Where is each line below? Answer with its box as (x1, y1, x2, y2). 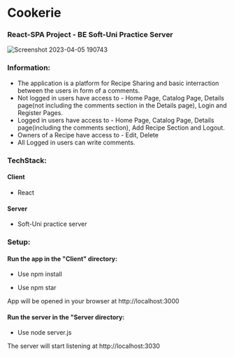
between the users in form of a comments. (17, 86, 140, 95)
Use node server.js (17, 328, 72, 337)
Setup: (7, 237, 31, 247)
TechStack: (7, 155, 47, 165)
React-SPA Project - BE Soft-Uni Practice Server (7, 30, 173, 40)
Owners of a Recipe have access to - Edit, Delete (17, 130, 159, 139)
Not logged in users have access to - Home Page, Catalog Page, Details (17, 93, 225, 102)
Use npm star (17, 284, 57, 292)
